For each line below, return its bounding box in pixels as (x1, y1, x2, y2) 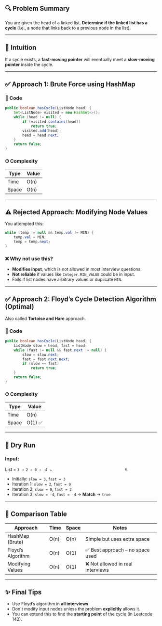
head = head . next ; (22, 133, 59, 138)
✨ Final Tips (5, 588, 42, 596)
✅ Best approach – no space (85, 546, 150, 553)
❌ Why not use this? (5, 255, 53, 262)
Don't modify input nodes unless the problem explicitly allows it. (12, 606, 141, 612)
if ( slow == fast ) (22, 361, 59, 366)
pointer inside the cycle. (5, 62, 54, 67)
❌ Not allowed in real (85, 560, 133, 567)
